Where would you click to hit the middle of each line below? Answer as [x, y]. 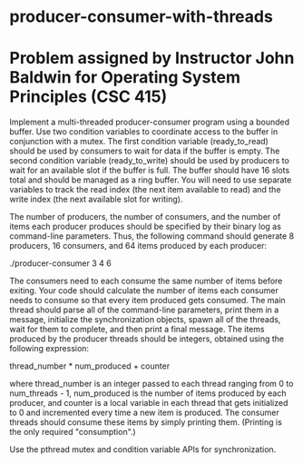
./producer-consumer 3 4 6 [60, 263]
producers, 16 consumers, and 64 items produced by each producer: [138, 246]
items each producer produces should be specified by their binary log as [145, 227]
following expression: [49, 349]
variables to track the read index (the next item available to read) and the [145, 190]
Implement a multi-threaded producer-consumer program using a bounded [150, 122]
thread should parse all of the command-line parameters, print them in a [144, 310]
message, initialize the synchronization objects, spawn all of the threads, [145, 320]
